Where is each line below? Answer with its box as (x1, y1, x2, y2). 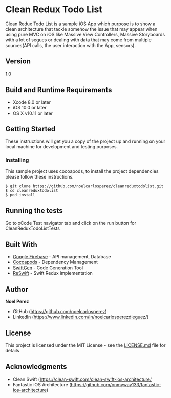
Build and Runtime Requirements (5, 85, 112, 94)
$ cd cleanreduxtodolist (5, 188, 58, 193)
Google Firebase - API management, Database (12, 254, 111, 260)
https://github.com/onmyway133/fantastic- (71, 381, 161, 387)
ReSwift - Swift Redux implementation (12, 270, 93, 276)
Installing (5, 157, 29, 164)
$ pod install (5, 192, 36, 197)
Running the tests (5, 206, 63, 215)
